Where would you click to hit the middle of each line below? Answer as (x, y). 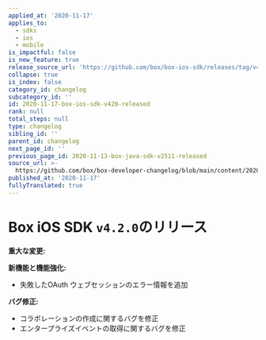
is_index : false (35, 82)
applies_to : (28, 23)
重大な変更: (27, 250)
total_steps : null (38, 119)
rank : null (26, 112)
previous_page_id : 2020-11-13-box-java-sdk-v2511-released (108, 156)
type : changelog (35, 126)
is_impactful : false (42, 52)
